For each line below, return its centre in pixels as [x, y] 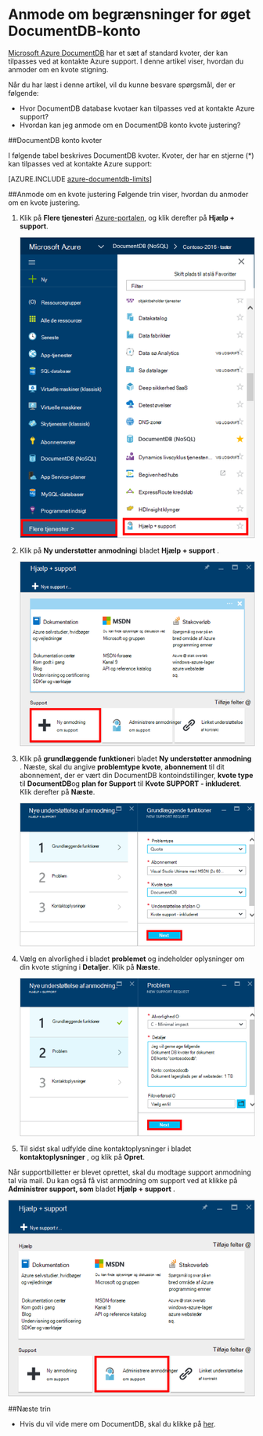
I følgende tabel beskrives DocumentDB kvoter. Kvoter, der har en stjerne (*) [131, 155]
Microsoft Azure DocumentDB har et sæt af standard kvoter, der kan [118, 53]
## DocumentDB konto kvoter [55, 140]
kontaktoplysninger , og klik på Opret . [82, 1157]
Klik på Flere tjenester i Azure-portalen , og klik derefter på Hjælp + [127, 217]
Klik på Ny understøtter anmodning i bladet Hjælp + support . [119, 550]
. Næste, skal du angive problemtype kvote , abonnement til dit [122, 766]
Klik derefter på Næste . [57, 791]
